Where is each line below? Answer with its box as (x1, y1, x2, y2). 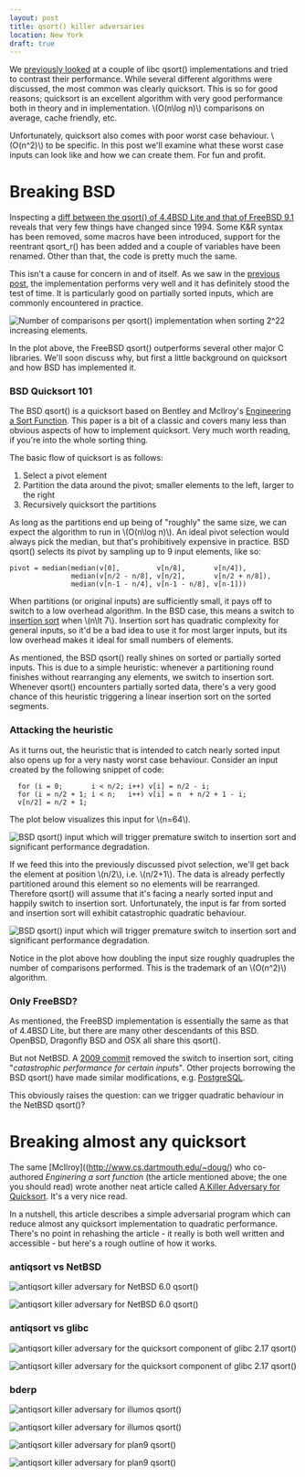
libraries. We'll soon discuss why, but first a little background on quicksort (9, 353, 288, 364)
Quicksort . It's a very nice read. (9, 1191, 128, 1202)
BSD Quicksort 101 (9, 385, 93, 398)
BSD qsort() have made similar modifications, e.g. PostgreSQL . (9, 1072, 246, 1083)
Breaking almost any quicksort (9, 1132, 247, 1153)
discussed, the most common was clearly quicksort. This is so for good (9, 83, 279, 94)
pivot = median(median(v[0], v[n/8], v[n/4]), (9, 564, 247, 573)
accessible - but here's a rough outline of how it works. (9, 1238, 217, 1249)
